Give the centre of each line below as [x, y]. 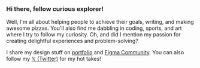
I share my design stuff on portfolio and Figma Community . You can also [95, 52]
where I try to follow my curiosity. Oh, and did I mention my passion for [93, 35]
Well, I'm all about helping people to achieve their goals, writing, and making [100, 22]
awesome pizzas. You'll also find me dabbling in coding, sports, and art [94, 28]
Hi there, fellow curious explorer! [55, 9]
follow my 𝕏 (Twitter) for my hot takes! [54, 59]
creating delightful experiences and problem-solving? [72, 41]
